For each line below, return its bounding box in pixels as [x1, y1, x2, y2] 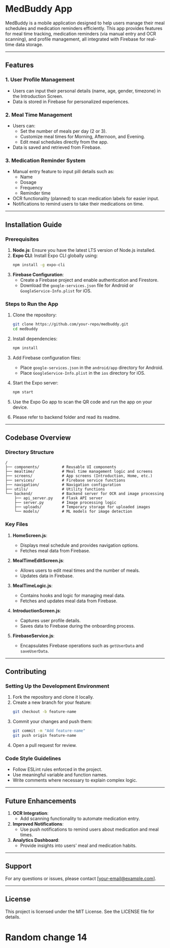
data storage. [15, 41, 44, 47]
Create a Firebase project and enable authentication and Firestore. [20, 277, 159, 283]
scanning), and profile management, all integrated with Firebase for [5, 36, 146, 42]
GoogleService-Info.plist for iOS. [20, 287, 92, 293]
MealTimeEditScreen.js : [12, 557, 65, 564]
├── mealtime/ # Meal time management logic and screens [5, 469, 153, 474]
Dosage [20, 179, 37, 185]
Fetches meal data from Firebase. [20, 547, 91, 553]
